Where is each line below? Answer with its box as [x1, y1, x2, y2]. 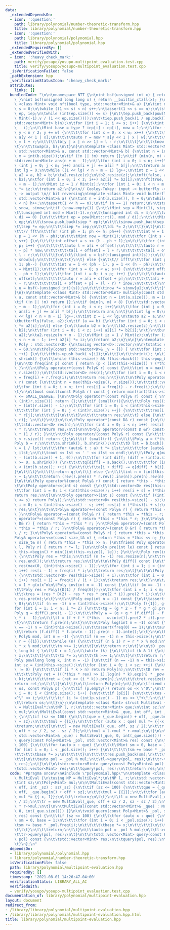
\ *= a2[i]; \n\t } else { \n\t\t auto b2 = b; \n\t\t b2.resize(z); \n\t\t [14, 323, 164, 328]
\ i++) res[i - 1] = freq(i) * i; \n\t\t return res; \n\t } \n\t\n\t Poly [14, 568, 164, 573]
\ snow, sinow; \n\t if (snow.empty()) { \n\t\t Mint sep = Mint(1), [14, 205, 155, 210]
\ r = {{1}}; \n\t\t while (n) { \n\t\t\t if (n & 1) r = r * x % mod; [14, 639, 159, 644]
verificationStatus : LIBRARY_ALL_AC [10, 879, 87, 884]
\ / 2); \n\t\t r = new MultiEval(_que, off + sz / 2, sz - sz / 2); [14, 799, 159, 804]
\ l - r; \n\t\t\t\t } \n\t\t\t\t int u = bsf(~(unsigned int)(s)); [14, 252, 153, 257]
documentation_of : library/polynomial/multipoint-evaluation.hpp [5, 893, 146, 899]
